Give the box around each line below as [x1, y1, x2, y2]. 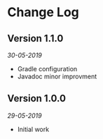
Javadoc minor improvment [17, 72, 97, 80]
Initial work [17, 125, 50, 133]
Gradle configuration [17, 65, 78, 73]
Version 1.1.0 [7, 32, 64, 44]
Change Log [7, 4, 79, 20]
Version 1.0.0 [7, 92, 67, 104]
